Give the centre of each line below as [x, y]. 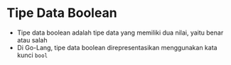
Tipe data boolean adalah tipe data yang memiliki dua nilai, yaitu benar [120, 32]
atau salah [32, 40]
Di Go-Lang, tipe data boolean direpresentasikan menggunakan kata [117, 47]
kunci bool [32, 55]
